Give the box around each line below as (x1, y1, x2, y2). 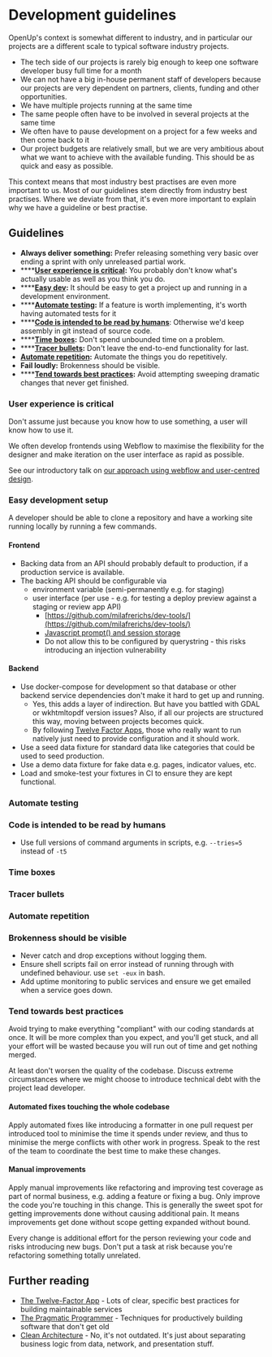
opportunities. (19, 91, 67, 101)
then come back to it (19, 134, 89, 144)
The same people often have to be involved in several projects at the (19, 108, 249, 119)
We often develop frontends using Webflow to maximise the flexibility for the (8, 441, 265, 451)
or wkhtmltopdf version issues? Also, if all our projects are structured (32, 707, 264, 718)
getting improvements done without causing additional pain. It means (8, 1208, 240, 1219)
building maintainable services (19, 1304, 123, 1314)
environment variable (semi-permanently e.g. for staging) (32, 584, 225, 594)
